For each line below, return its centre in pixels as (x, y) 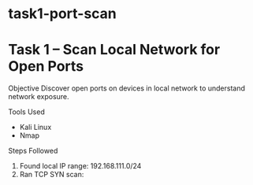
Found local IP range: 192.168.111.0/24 (80, 166)
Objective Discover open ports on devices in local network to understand (127, 88)
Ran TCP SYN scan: (52, 175)
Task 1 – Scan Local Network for (114, 50)
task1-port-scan (62, 14)
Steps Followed (33, 151)
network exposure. (39, 97)
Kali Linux (35, 128)
